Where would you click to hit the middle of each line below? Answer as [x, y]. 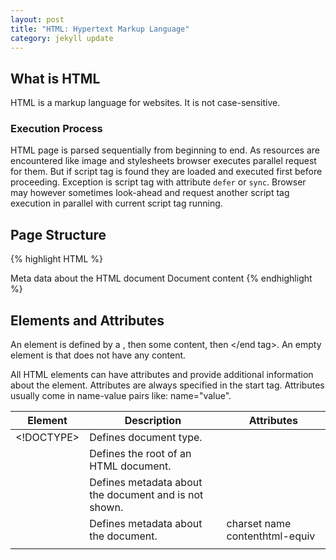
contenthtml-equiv [271, 536]
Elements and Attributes [87, 320]
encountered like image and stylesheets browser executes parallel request [163, 161]
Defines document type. [146, 438]
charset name [259, 524]
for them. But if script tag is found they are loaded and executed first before [166, 172]
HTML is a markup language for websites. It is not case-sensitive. [145, 103]
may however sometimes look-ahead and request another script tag [150, 193]
